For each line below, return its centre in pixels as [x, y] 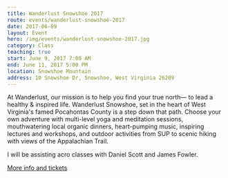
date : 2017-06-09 [32, 26]
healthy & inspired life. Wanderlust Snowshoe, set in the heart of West [106, 105]
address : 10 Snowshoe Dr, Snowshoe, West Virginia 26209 [91, 78]
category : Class [30, 46]
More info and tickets [37, 168]
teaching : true [29, 52]
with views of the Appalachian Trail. [58, 141]
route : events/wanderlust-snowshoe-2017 [66, 20]
